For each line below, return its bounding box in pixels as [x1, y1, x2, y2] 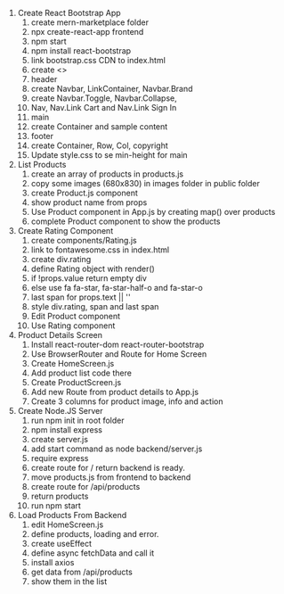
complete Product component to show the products [30, 216, 221, 227]
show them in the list [30, 576, 108, 587]
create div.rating [30, 254, 92, 264]
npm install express [30, 425, 102, 435]
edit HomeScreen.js [30, 519, 104, 530]
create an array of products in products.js [30, 169, 184, 179]
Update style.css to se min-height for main [30, 150, 189, 160]
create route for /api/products [30, 482, 141, 491]
